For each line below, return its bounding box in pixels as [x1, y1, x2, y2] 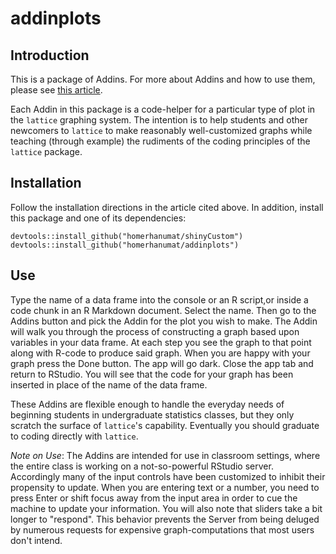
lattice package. [10, 146, 83, 157]
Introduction [10, 47, 90, 64]
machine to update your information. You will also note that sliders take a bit [10, 502, 323, 514]
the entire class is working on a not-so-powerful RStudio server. [10, 460, 274, 472]
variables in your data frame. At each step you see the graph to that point [10, 336, 312, 348]
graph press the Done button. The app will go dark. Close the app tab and [10, 357, 314, 369]
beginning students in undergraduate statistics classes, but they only [10, 408, 295, 421]
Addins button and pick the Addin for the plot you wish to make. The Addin [10, 315, 318, 327]
